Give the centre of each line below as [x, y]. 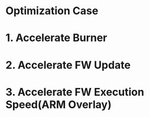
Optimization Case [52, 11]
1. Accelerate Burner [56, 38]
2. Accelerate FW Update [68, 65]
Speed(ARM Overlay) [58, 104]
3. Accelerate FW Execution [75, 92]
